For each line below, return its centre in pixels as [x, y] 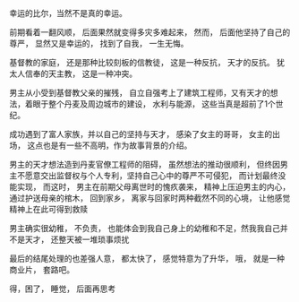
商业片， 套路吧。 [42, 270]
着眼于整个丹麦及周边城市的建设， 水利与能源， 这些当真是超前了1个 [150, 104]
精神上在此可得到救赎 [48, 209]
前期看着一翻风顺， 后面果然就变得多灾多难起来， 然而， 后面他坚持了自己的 [150, 32]
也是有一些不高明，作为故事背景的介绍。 [117, 145]
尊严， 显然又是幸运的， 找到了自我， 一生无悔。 [99, 43]
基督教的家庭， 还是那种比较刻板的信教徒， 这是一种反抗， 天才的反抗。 [142, 62]
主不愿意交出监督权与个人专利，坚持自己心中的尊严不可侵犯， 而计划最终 [144, 176]
